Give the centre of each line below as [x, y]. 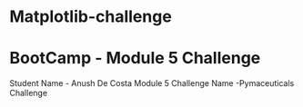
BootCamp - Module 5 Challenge [135, 58]
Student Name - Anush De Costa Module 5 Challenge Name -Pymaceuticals [152, 83]
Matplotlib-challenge [91, 17]
